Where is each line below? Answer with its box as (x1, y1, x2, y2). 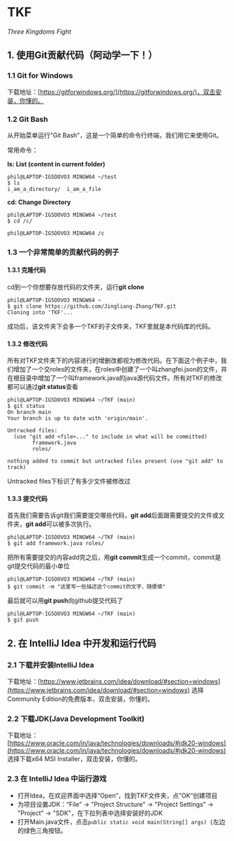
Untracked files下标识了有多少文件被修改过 (7, 477, 131, 486)
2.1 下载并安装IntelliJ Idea (7, 660, 94, 670)
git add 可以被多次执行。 (25, 520, 96, 528)
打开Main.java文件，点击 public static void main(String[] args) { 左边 (17, 817, 226, 826)
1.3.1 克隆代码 (7, 266, 46, 274)
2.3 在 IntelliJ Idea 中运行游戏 (7, 774, 107, 784)
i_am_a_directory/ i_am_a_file (7, 185, 101, 192)
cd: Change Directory (7, 197, 71, 206)
